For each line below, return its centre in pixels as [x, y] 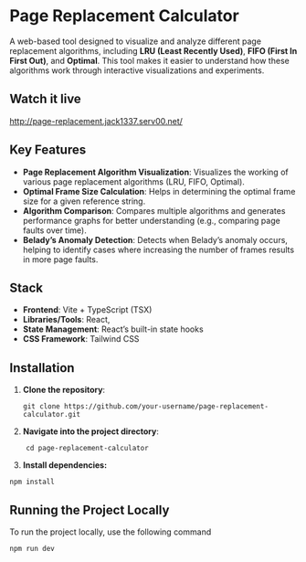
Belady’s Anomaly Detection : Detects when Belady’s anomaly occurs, [155, 239]
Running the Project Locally [90, 509]
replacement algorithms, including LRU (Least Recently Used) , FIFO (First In [153, 50]
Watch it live [46, 99]
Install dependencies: [65, 465]
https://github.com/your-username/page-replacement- [166, 407]
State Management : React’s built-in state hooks [113, 329]
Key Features [48, 150]
